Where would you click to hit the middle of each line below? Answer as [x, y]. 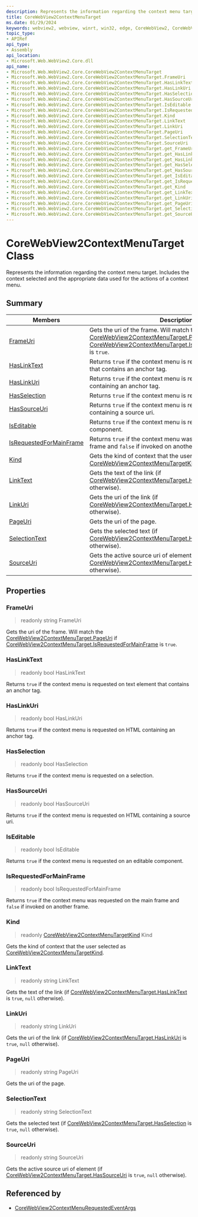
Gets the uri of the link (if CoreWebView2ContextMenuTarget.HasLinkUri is [96, 1038]
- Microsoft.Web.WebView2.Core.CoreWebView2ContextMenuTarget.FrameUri [96, 77]
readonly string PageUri [49, 1072]
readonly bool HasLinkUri [51, 718]
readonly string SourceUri [52, 1157]
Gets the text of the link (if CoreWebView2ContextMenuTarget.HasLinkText [97, 992]
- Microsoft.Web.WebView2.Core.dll [50, 61]
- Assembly [19, 50]
